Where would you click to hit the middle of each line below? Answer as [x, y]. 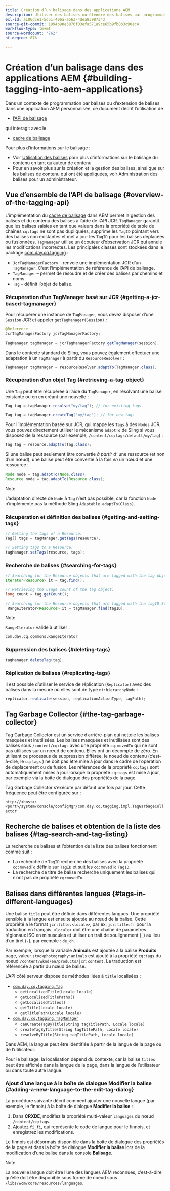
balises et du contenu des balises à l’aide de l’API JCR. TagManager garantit [82, 220]
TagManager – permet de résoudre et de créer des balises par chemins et [88, 273]
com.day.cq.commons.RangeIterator [42, 637]
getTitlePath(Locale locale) [51, 1013]
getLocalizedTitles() [43, 1003]
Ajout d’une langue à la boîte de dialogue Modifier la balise [78, 1083]
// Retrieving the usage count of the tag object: [60, 589]
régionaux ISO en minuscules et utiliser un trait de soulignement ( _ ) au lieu [83, 935]
